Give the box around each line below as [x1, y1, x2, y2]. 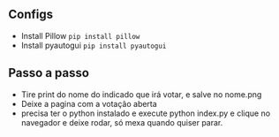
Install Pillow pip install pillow [20, 30, 140, 41]
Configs [8, 7, 54, 22]
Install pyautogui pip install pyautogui [20, 40, 167, 50]
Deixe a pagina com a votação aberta [20, 98, 158, 109]
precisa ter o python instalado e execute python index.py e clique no [20, 108, 271, 118]
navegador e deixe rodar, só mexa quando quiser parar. [20, 117, 223, 127]
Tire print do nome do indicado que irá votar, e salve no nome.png [20, 88, 262, 100]
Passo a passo [8, 65, 90, 80]
